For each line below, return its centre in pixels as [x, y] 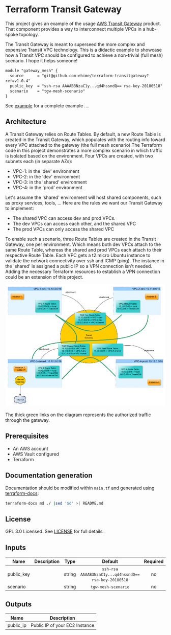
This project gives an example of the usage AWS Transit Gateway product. [83, 24]
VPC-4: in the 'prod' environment [48, 187]
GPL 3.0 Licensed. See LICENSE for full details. [55, 531]
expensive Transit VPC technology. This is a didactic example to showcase [83, 50]
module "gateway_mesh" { [32, 71]
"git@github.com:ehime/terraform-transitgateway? [95, 76]
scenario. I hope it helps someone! [41, 60]
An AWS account [30, 448]
